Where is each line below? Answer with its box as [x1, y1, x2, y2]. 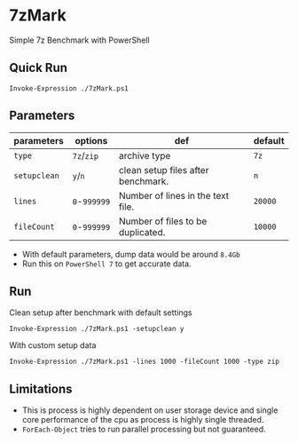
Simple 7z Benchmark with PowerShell [9, 35, 150, 45]
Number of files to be [118, 215, 208, 227]
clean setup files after [118, 163, 209, 176]
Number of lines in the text [118, 189, 229, 202]
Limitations [9, 381, 73, 396]
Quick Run [9, 60, 68, 75]
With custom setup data [9, 340, 97, 351]
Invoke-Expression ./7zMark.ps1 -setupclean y [9, 325, 184, 334]
